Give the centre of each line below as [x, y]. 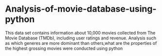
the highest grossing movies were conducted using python [64, 48]
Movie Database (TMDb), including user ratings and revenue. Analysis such [81, 38]
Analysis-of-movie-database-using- [81, 9]
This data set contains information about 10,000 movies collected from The [80, 33]
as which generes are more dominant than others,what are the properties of [81, 43]
